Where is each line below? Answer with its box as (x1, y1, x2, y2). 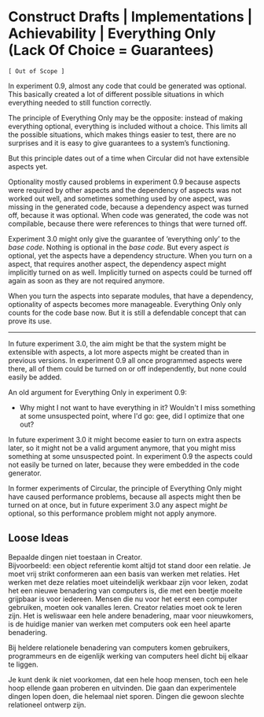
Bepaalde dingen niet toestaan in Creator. (8, 552, 143, 562)
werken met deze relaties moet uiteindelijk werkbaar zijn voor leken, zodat (8, 577, 249, 586)
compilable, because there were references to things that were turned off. (8, 219, 247, 228)
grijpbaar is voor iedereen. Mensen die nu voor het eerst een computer (8, 594, 238, 604)
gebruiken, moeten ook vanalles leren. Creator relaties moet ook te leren (8, 602, 242, 612)
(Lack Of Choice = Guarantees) (8, 42, 214, 59)
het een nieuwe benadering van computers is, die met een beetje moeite (8, 586, 243, 595)
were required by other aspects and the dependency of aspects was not (8, 185, 242, 194)
